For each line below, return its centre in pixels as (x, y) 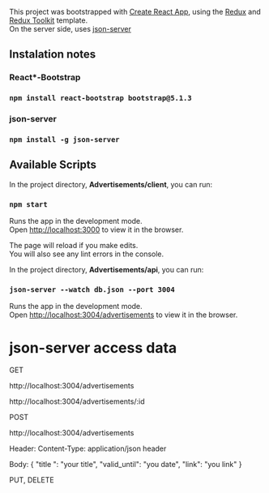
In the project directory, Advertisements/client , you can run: (111, 184)
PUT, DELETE (32, 480)
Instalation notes (53, 55)
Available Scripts (53, 165)
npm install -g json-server (64, 140)
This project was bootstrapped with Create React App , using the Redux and (135, 12)
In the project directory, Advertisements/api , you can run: (107, 270)
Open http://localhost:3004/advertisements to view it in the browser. (124, 315)
